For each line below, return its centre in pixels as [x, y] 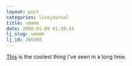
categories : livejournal [38, 17]
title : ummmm [23, 23]
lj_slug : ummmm [25, 34]
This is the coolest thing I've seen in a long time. [66, 57]
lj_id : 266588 [24, 40]
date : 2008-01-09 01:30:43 [40, 28]
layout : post [23, 12]
